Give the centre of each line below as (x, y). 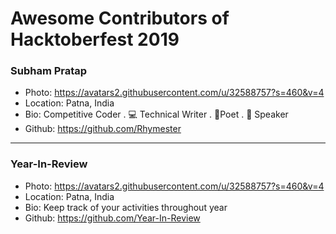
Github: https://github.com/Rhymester (103, 129)
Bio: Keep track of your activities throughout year (126, 207)
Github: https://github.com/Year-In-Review (112, 218)
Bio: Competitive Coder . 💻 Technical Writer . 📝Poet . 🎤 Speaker (156, 114)
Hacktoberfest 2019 (95, 39)
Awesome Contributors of (120, 18)
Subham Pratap (49, 71)
